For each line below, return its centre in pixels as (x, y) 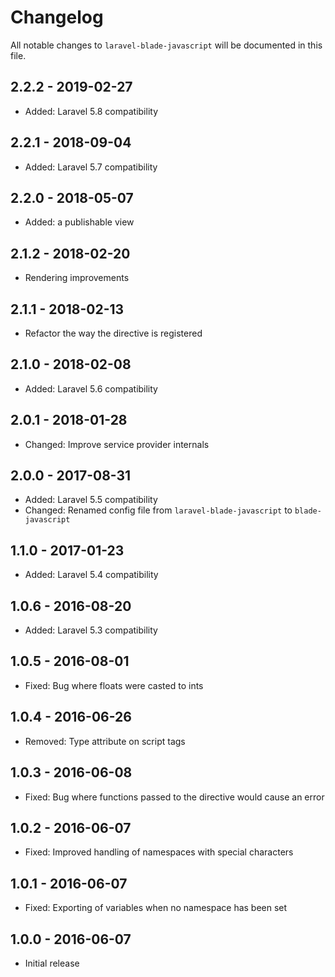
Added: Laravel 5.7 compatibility (91, 167)
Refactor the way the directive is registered (113, 333)
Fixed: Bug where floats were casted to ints (114, 685)
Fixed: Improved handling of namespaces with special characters (159, 852)
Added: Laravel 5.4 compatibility (91, 575)
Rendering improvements (77, 278)
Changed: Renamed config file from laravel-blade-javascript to (158, 510)
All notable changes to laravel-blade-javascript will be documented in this (166, 45)
